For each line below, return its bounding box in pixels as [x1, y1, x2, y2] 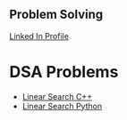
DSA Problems [9, 62, 119, 82]
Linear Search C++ [21, 91, 92, 101]
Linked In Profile [9, 30, 70, 41]
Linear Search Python [21, 100, 103, 111]
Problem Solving [9, 7, 104, 22]
